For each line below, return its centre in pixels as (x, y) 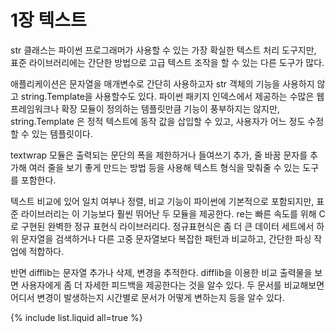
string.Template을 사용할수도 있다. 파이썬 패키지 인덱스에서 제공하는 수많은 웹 (172, 96)
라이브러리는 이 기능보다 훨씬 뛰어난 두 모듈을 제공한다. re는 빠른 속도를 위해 (168, 213)
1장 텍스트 (48, 20)
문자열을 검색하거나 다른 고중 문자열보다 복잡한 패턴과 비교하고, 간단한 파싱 (166, 238)
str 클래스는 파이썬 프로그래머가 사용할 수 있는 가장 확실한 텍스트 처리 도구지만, (163, 50)
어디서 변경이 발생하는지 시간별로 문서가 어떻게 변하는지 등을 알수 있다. (147, 297)
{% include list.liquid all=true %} (76, 317)
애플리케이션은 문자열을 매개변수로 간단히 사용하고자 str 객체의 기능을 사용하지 (162, 83)
